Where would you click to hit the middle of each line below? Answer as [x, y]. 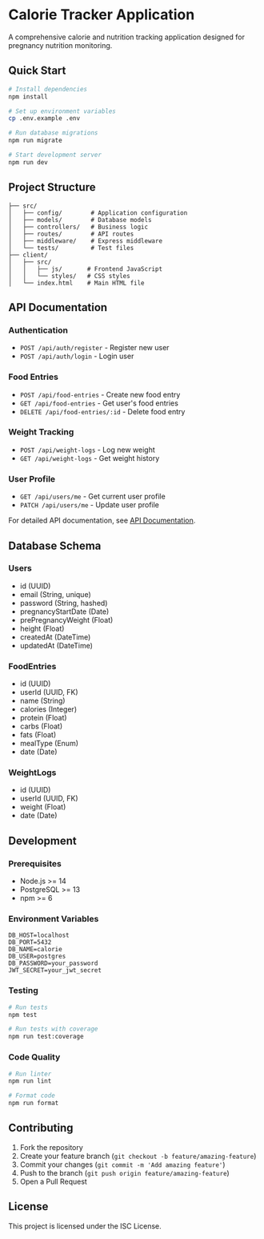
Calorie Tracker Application [102, 15]
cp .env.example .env [44, 119]
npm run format [34, 1104]
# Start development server [55, 155]
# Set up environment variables [62, 111]
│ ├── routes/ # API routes [71, 234]
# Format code [32, 1096]
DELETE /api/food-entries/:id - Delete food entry [102, 411]
